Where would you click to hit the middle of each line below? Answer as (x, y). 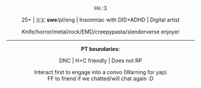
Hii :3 (100, 8)
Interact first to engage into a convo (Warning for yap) (100, 72)
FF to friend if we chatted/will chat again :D (100, 78)
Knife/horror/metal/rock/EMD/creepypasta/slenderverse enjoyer (100, 32)
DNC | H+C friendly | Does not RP (100, 60)
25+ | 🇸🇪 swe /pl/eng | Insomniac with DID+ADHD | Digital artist (100, 20)
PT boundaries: (100, 49)
